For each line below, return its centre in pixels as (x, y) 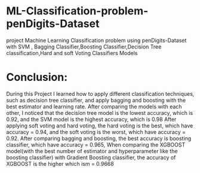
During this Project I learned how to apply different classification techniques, (100, 93)
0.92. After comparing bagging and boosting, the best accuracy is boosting (99, 138)
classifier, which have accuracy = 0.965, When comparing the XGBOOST (96, 144)
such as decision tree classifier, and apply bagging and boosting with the (96, 100)
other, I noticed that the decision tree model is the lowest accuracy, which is (99, 113)
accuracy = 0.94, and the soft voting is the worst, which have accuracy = (96, 132)
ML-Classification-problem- (77, 11)
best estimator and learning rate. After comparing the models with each (94, 107)
